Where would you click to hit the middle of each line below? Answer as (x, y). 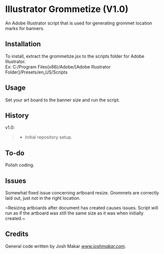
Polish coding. (20, 165)
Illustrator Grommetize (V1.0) (67, 9)
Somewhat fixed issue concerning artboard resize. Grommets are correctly (82, 193)
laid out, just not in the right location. (43, 198)
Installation (23, 44)
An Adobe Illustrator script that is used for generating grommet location (79, 23)
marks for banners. (25, 28)
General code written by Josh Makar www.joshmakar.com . (66, 246)
